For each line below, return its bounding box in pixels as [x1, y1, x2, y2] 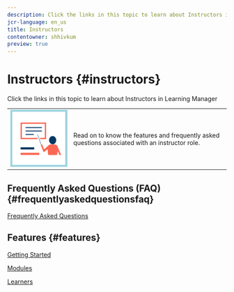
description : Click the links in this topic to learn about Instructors [7, 11, 223, 18]
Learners [7, 277, 33, 286]
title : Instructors [7, 26, 64, 33]
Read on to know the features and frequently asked [72, 131, 220, 139]
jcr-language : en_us [7, 18, 68, 26]
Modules [7, 263, 33, 272]
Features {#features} [7, 232, 101, 244]
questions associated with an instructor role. [72, 138, 201, 146]
